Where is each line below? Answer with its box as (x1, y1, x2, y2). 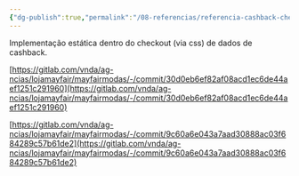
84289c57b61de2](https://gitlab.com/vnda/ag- (9, 138, 182, 148)
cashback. (9, 46, 47, 58)
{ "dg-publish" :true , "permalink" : (9, 12, 133, 22)
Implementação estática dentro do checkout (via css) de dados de (9, 37, 253, 48)
